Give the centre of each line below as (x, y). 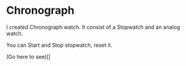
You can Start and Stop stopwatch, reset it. (59, 45)
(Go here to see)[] (29, 56)
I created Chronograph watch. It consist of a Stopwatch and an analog (93, 27)
